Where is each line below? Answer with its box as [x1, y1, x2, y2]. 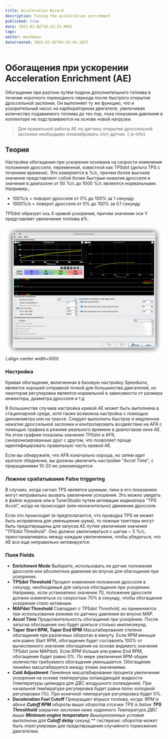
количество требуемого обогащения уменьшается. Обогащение [12, 659, 151, 665]
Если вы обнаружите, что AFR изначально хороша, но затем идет [5, 452, 145, 458]
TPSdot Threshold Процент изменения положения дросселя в [12, 579, 146, 585]
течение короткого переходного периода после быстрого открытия [5, 94, 151, 100]
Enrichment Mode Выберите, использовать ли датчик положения [12, 563, 152, 569]
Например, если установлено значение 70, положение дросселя [12, 589, 152, 596]
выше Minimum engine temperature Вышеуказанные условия [12, 712, 144, 718]
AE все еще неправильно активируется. [5, 539, 91, 545]
